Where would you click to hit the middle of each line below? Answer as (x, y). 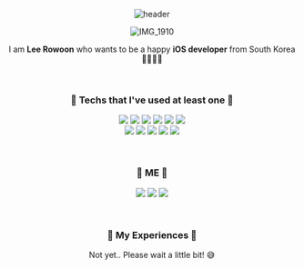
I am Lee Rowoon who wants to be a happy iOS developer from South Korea (152, 49)
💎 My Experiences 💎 (152, 234)
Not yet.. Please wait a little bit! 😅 (152, 254)
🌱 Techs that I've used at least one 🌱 (152, 100)
